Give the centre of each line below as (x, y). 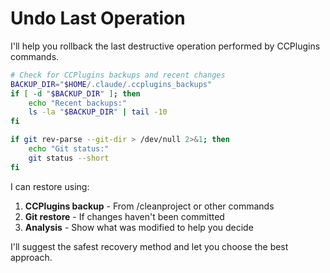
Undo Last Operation (98, 18)
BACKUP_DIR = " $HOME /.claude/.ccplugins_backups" (111, 84)
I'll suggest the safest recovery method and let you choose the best (149, 246)
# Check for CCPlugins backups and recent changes (118, 75)
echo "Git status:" (69, 149)
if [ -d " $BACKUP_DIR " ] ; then (75, 93)
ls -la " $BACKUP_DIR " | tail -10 (98, 112)
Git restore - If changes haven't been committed (124, 216)
